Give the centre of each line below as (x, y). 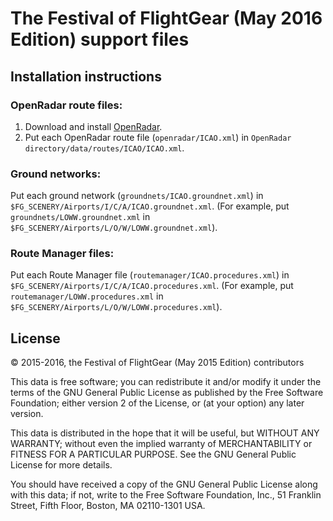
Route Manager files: (62, 254)
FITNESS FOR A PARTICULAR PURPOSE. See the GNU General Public (153, 454)
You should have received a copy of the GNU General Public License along (164, 484)
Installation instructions (86, 76)
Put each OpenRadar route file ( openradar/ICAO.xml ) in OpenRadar (158, 137)
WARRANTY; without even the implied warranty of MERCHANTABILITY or (161, 444)
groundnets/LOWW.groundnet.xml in (80, 217)
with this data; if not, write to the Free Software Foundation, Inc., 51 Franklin (166, 495)
